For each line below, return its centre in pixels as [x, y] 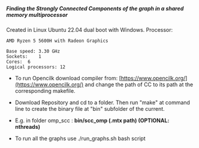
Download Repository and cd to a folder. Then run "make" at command [102, 102]
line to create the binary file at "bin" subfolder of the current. [90, 108]
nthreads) [28, 126]
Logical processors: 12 [36, 67]
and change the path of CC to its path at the [139, 84]
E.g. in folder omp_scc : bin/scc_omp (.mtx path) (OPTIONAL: [92, 120]
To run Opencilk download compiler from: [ [68, 78]
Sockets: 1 [24, 56]
